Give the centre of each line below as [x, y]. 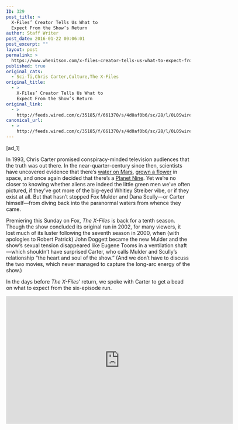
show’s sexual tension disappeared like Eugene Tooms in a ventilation [90, 245]
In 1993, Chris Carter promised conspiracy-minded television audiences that [98, 159]
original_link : [25, 104]
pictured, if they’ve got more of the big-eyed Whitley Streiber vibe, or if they [98, 190]
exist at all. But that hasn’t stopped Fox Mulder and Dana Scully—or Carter [96, 196]
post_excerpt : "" [27, 45]
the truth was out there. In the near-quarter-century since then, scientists [94, 165]
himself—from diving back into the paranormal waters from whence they [94, 203]
